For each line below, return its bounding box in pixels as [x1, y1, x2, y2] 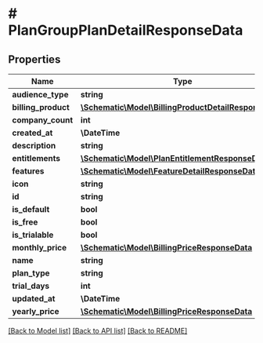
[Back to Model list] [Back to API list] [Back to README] [8, 327, 188, 335]
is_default [12, 204, 50, 214]
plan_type [12, 268, 50, 279]
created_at [12, 127, 53, 138]
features [12, 166, 45, 177]
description [12, 140, 56, 151]
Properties [8, 53, 61, 66]
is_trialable [12, 229, 54, 240]
